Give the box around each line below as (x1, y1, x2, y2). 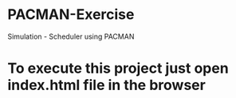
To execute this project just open (7, 59, 229, 77)
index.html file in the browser (7, 77, 206, 94)
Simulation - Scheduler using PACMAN (7, 32, 135, 41)
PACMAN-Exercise (7, 6, 135, 24)
